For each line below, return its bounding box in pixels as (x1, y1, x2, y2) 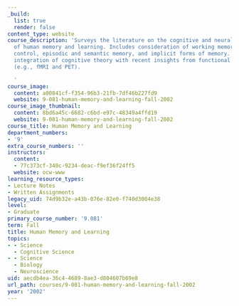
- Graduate (7, 209, 40, 216)
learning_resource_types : (7, 175, 84, 182)
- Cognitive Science (14, 248, 75, 255)
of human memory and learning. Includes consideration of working (14, 43, 215, 51)
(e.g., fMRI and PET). (14, 63, 81, 70)
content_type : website (7, 30, 75, 38)
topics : (7, 235, 31, 242)
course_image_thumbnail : (7, 102, 81, 110)
